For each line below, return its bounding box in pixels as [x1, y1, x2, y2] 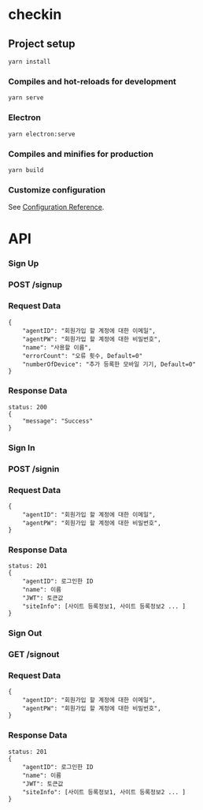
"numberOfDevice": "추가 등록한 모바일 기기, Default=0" [22, 360, 197, 368]
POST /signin [8, 463, 60, 474]
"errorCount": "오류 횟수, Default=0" [22, 352, 143, 360]
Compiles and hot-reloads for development [8, 76, 177, 87]
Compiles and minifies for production [8, 148, 153, 159]
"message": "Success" [22, 416, 93, 425]
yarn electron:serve [8, 130, 76, 138]
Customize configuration [8, 184, 106, 195]
